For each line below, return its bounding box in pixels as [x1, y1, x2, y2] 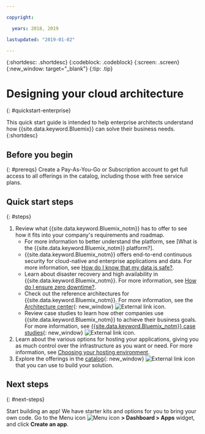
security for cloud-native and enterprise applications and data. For [24, 257, 192, 264]
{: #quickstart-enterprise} [6, 107, 72, 114]
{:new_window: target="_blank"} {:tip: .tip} [6, 65, 113, 72]
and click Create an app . [6, 421, 69, 428]
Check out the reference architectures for [24, 289, 130, 297]
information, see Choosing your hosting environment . [15, 348, 150, 356]
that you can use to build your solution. [15, 361, 114, 368]
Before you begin [6, 150, 73, 160]
